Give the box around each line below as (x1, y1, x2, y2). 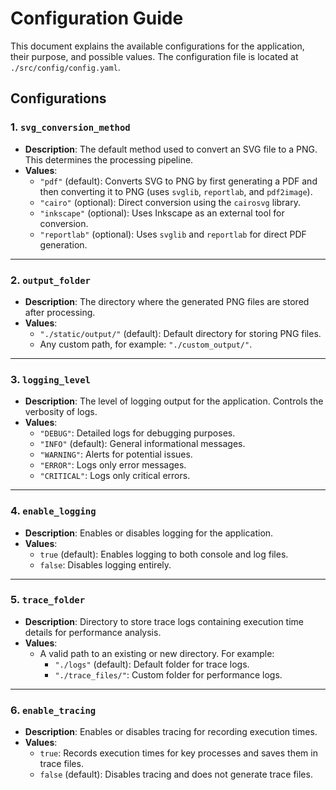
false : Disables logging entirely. (39, 558, 172, 571)
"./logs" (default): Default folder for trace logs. (54, 658, 250, 670)
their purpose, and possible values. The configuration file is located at (10, 50, 299, 62)
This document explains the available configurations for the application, (10, 40, 305, 52)
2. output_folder (10, 273, 91, 287)
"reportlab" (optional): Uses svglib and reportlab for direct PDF (39, 228, 307, 240)
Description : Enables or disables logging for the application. (24, 527, 274, 539)
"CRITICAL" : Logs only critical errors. (39, 470, 191, 482)
